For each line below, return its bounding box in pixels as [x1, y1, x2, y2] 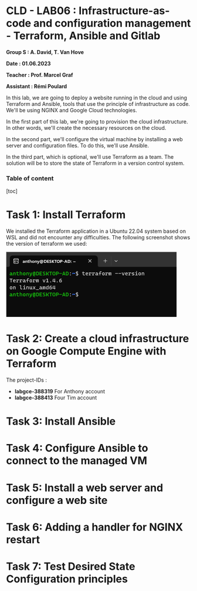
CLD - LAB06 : [6, 4, 77, 18]
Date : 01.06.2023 [6, 60, 51, 67]
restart [6, 533, 40, 546]
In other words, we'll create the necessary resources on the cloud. [6, 124, 167, 131]
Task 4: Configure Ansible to [6, 442, 148, 455]
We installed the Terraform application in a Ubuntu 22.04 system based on [6, 228, 186, 235]
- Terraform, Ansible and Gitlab [6, 29, 161, 42]
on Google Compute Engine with [6, 345, 167, 358]
